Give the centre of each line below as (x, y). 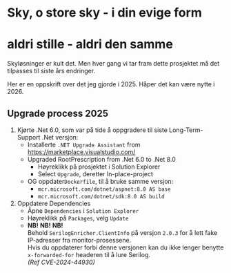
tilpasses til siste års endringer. (51, 71)
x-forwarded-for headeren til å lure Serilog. (89, 254)
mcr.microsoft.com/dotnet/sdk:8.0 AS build (101, 196)
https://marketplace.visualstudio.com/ (81, 152)
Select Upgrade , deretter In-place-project (96, 173)
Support (29, 137)
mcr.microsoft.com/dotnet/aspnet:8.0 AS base (104, 189)
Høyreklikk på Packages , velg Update (78, 218)
